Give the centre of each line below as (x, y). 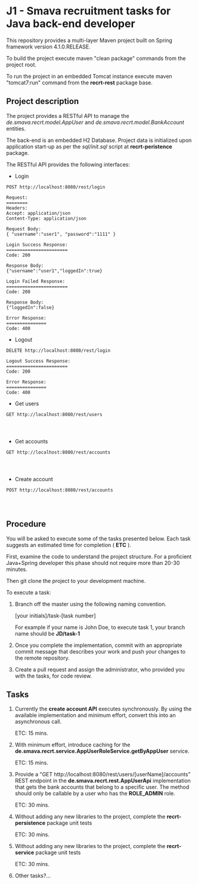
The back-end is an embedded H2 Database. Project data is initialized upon (99, 140)
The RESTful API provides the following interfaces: (68, 164)
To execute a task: (29, 592)
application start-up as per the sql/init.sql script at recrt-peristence (89, 146)
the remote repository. (42, 658)
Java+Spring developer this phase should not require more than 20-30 (93, 563)
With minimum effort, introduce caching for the (72, 745)
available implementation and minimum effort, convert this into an (95, 715)
